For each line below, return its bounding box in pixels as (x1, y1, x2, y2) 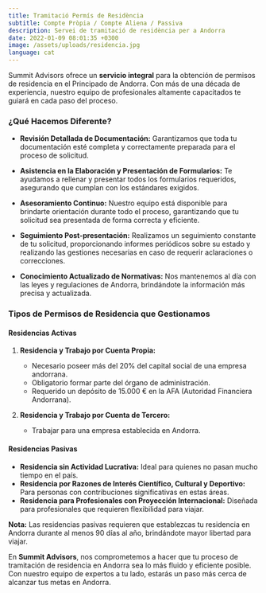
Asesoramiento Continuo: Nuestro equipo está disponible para (19, 198, 228, 208)
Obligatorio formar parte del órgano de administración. (31, 378, 210, 388)
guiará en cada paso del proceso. (8, 96, 118, 105)
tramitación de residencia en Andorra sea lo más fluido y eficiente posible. (8, 560, 252, 570)
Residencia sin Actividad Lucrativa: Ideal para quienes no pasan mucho (19, 462, 258, 471)
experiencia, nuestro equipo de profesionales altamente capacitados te (8, 88, 241, 96)
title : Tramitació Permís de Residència (8, 11, 145, 20)
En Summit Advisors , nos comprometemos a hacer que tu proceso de (8, 552, 238, 561)
